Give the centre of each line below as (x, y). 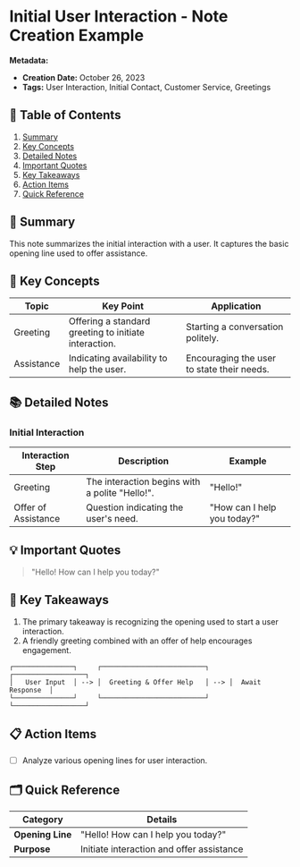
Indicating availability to (118, 358)
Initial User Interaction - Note (119, 17)
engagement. (46, 650)
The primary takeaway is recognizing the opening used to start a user (150, 621)
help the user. (97, 370)
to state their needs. (228, 370)
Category (43, 820)
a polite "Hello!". (120, 493)
